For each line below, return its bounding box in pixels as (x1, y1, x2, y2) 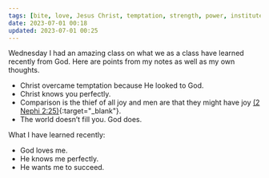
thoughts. (8, 65, 40, 75)
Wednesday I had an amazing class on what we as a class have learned (8, 49, 244, 58)
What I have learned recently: (8, 130, 106, 140)
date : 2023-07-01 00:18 (8, 19, 88, 27)
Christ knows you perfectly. (19, 89, 111, 99)
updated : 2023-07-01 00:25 (8, 26, 98, 34)
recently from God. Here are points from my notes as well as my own (8, 57, 235, 66)
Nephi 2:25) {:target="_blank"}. (19, 106, 122, 116)
